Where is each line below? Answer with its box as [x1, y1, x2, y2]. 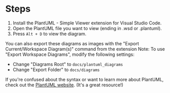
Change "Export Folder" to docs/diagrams [12, 67, 100, 73]
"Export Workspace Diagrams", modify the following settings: [5, 51, 135, 57]
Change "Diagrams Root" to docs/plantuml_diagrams [12, 61, 123, 67]
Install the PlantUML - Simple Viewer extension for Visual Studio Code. [12, 20, 162, 26]
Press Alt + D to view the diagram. [12, 30, 87, 37]
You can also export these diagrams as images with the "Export [5, 40, 139, 46]
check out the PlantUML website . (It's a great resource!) [5, 82, 124, 88]
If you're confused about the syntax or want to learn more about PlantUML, [5, 76, 164, 82]
